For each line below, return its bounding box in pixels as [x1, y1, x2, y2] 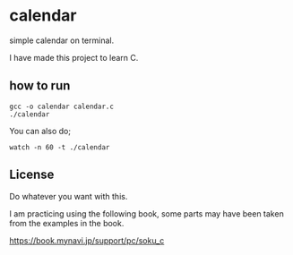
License [9, 167, 55, 183]
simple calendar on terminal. [9, 35, 115, 46]
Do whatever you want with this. [9, 191, 128, 201]
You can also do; [9, 125, 72, 136]
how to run [9, 78, 71, 94]
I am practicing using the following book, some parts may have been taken [9, 208, 284, 219]
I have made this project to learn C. [9, 52, 139, 63]
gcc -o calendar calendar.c [9, 102, 115, 111]
